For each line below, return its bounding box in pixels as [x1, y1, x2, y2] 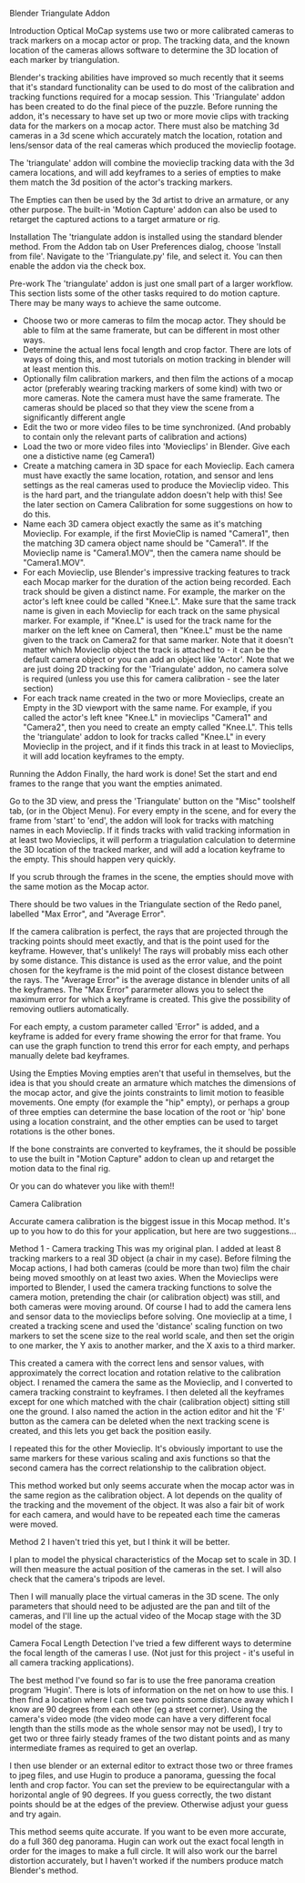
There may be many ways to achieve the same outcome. [9, 298, 221, 308]
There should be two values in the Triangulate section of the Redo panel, [9, 899, 282, 909]
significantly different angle [22, 412, 126, 423]
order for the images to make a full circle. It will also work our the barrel [9, 1846, 278, 1857]
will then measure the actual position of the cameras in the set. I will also [9, 1564, 282, 1574]
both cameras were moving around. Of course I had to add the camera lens [9, 1302, 291, 1312]
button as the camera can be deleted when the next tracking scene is [9, 1416, 270, 1427]
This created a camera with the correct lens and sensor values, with [9, 1357, 265, 1368]
